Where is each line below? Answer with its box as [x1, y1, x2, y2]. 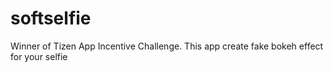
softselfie [10, 7, 92, 30]
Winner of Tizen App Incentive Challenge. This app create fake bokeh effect [10, 40, 324, 52]
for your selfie [10, 50, 68, 62]
